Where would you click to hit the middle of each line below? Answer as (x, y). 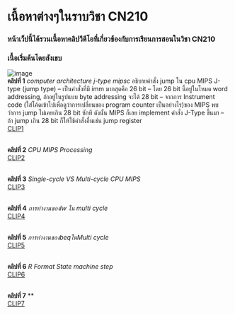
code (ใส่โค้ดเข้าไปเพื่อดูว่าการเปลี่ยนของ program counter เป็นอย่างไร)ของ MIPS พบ (113, 105)
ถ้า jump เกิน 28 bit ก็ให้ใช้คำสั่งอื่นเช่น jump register (75, 121)
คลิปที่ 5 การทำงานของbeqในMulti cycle (58, 238)
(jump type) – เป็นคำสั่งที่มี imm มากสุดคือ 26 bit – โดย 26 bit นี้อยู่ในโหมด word (125, 89)
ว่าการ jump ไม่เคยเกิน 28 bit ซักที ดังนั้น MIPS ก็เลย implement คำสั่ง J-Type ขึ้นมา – (116, 113)
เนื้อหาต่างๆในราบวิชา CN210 (78, 17)
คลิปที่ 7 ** (21, 296)
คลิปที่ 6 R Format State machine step (60, 267)
